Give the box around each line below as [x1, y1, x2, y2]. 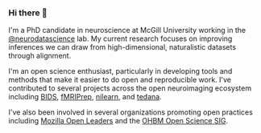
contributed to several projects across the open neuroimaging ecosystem [8, 83, 252, 93]
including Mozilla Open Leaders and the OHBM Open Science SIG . [8, 116, 228, 126]
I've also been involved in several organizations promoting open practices [8, 107, 254, 117]
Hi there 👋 [8, 7, 48, 18]
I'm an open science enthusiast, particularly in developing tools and [8, 66, 233, 76]
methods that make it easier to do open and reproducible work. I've [8, 75, 232, 85]
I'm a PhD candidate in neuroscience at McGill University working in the [8, 26, 246, 35]
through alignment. [8, 51, 72, 61]
